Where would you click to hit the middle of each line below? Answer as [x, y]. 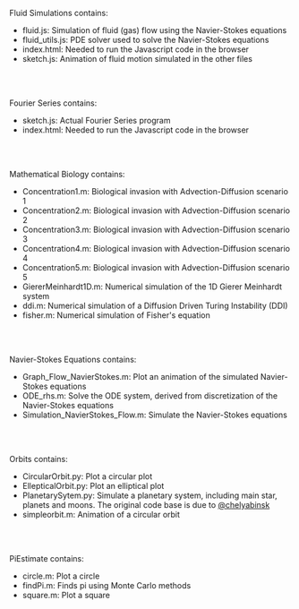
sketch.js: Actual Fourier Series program [96, 120]
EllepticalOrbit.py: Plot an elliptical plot [93, 486]
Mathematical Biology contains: [67, 174]
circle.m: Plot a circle [61, 576]
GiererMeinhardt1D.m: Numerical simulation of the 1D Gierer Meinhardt [152, 287]
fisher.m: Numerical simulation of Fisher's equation [116, 315]
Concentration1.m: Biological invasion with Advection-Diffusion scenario [155, 191]
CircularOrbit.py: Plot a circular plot [87, 476]
